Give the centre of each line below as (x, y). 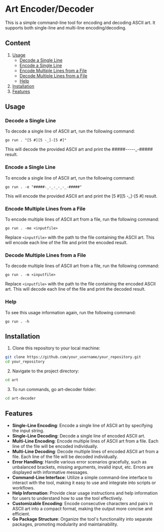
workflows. (23, 487)
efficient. (21, 514)
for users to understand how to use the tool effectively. (68, 498)
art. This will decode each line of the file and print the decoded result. (75, 289)
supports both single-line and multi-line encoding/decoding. (66, 27)
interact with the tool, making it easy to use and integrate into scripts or (84, 483)
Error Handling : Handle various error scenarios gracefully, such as (79, 462)
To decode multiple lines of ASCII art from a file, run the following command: (82, 266)
